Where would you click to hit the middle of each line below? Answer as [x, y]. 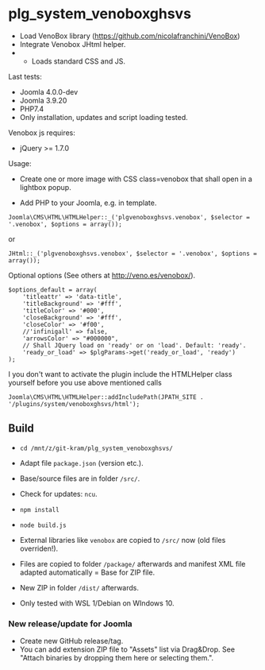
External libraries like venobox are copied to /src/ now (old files [123, 540]
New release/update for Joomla [70, 623]
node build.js [43, 525]
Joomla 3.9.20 [43, 100]
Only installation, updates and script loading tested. [104, 117]
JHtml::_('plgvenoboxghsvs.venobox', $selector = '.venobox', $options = [133, 254]
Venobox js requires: [42, 133]
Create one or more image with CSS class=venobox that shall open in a [136, 179]
